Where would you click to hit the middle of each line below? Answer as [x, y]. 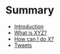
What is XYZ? [30, 32]
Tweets [23, 45]
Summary [30, 10]
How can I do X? [34, 39]
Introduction [29, 26]
